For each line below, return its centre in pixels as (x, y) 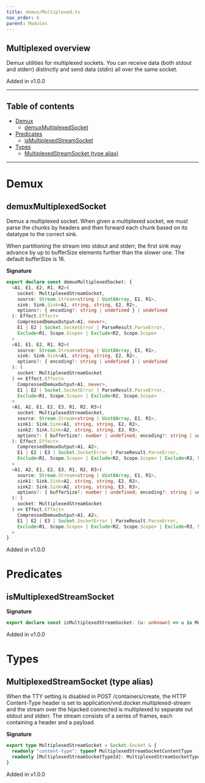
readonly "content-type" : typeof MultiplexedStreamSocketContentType (102, 751)
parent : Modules (27, 23)
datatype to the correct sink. (42, 234)
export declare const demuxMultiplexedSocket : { (69, 282)
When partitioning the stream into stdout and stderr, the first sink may (94, 246)
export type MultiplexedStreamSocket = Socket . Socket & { (81, 746)
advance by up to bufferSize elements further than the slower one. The (95, 252)
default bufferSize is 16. (36, 259)
